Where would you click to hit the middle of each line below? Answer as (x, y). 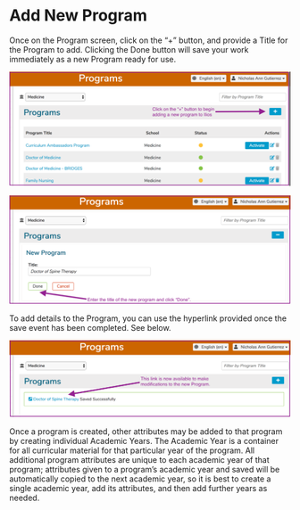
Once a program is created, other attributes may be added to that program (146, 432)
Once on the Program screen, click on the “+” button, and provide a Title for (149, 40)
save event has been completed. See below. (90, 328)
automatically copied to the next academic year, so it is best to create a (140, 479)
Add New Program (78, 16)
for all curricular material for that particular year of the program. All (132, 450)
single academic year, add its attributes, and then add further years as (138, 489)
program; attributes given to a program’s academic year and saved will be (145, 470)
